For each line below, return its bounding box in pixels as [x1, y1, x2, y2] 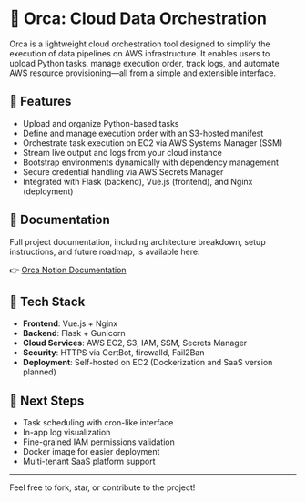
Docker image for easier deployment [22, 446, 160, 457]
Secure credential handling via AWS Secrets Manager [22, 166, 224, 177]
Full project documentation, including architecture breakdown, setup [9, 236, 266, 247]
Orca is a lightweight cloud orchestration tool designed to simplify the [9, 38, 270, 49]
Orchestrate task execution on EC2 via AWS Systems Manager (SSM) [22, 137, 283, 149]
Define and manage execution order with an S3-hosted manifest [22, 128, 264, 138]
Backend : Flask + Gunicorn [22, 328, 126, 339]
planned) [22, 366, 57, 377]
